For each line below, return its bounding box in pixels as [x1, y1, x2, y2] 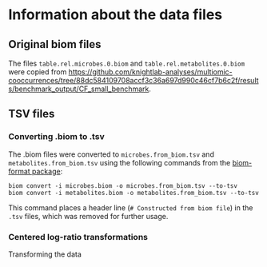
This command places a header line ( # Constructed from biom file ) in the [8, 202, 253, 213]
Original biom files [8, 38, 102, 51]
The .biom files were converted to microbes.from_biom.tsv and [8, 149, 214, 159]
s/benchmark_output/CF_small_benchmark [8, 84, 149, 94]
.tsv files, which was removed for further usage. [8, 211, 169, 221]
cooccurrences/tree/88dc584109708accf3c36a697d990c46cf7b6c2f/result [8, 76, 259, 85]
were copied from [8, 67, 67, 77]
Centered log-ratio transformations [8, 231, 149, 242]
